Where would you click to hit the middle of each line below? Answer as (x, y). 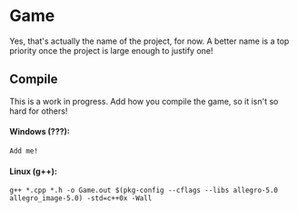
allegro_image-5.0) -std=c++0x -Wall (81, 198)
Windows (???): (40, 132)
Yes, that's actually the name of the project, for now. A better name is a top (149, 41)
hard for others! (39, 111)
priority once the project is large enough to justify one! (111, 50)
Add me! (24, 151)
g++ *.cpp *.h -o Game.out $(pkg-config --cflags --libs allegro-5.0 (144, 191)
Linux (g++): (33, 171)
